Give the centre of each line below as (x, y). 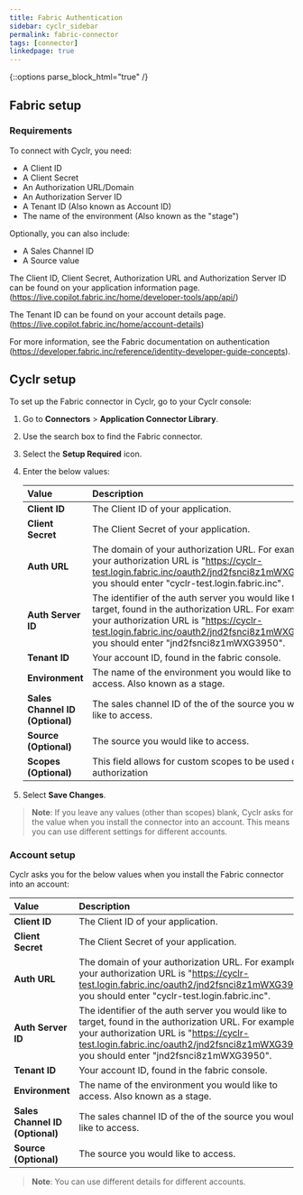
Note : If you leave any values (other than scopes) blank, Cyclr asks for (162, 812)
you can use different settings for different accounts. (129, 832)
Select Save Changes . (64, 795)
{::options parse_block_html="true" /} (79, 77)
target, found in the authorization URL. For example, (188, 1022)
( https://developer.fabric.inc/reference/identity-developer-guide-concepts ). (150, 351)
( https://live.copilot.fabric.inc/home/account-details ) (107, 324)
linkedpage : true (42, 51)
